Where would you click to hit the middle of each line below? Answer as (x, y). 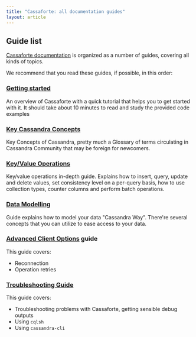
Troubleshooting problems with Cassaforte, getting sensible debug (96, 309)
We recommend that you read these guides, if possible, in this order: (89, 73)
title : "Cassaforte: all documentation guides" (66, 12)
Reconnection (32, 263)
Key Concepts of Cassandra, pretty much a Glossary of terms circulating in (97, 142)
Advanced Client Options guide (52, 239)
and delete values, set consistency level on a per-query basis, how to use (95, 183)
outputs (24, 315)
